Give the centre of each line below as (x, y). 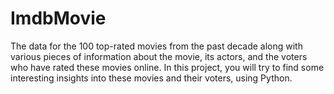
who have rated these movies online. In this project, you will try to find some (167, 67)
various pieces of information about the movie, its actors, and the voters (159, 56)
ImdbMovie (58, 18)
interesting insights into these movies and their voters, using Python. (151, 78)
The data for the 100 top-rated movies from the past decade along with (156, 46)
